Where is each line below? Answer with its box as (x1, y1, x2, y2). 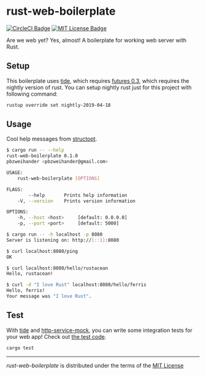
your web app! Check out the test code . (6, 333, 107, 340)
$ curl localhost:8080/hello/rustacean (6, 265, 109, 271)
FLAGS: (6, 186, 23, 193)
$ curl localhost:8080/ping (6, 248, 78, 254)
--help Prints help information (28, 192, 128, 198)
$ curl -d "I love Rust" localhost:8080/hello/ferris (6, 282, 147, 288)
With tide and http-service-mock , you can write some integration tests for (6, 327, 193, 334)
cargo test (6, 345, 34, 351)
